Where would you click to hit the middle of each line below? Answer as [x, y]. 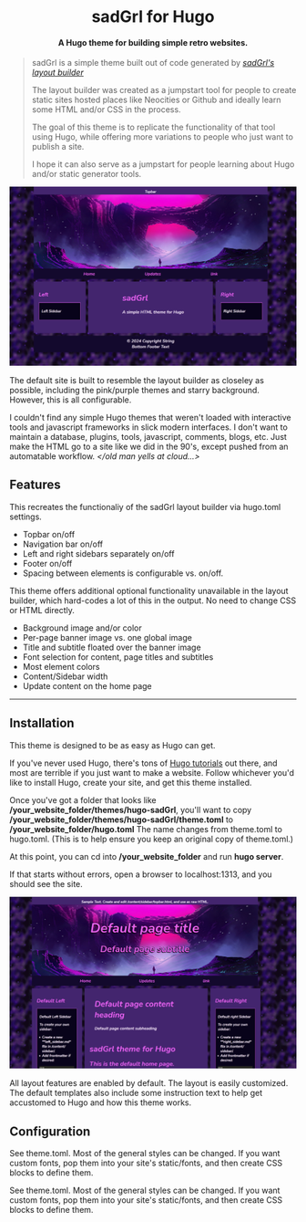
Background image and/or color [82, 628]
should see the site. [46, 883]
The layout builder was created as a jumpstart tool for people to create [164, 90]
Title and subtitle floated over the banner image [112, 647]
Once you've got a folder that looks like [83, 799]
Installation [42, 723]
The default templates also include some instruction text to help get [136, 1093]
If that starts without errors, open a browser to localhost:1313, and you [141, 874]
